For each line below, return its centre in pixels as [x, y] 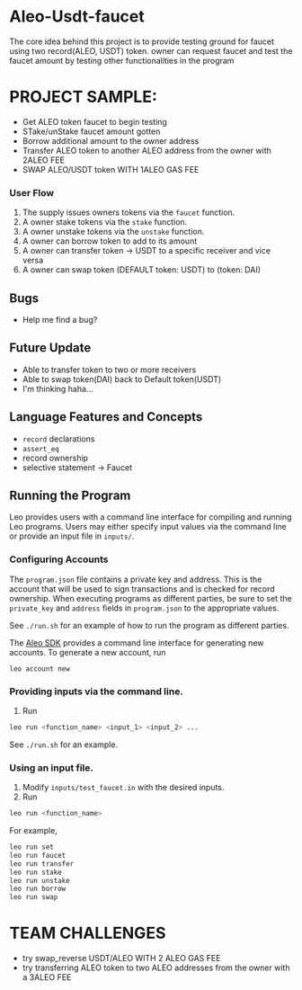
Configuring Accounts [59, 559]
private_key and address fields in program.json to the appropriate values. [144, 608]
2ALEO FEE [44, 160]
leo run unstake [40, 880]
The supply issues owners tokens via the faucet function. [129, 212]
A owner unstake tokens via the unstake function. [113, 232]
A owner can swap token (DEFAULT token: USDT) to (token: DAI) [142, 270]
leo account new [40, 669]
